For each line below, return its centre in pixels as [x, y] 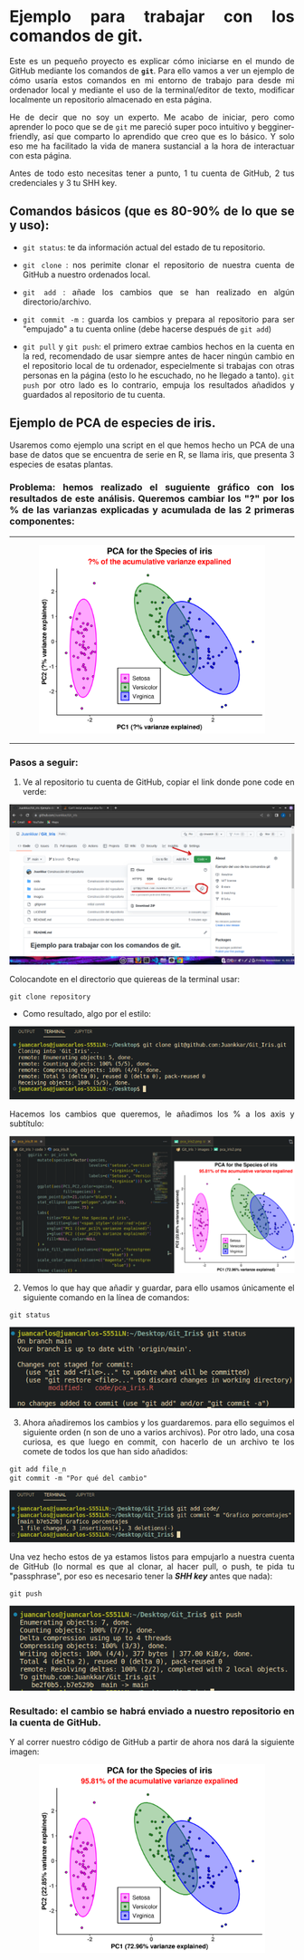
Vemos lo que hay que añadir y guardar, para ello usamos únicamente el [158, 1288]
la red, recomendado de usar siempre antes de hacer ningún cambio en [158, 356]
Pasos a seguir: [44, 762]
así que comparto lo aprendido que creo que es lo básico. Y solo [169, 136]
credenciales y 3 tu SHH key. [63, 182]
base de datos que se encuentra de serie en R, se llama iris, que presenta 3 [152, 454]
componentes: [42, 521]
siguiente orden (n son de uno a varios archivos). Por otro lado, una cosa [158, 1432]
